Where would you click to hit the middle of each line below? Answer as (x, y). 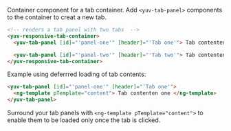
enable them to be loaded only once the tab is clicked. (84, 120)
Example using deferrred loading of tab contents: (77, 74)
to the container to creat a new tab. (57, 17)
